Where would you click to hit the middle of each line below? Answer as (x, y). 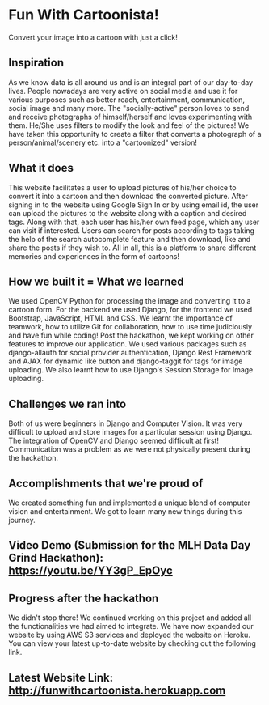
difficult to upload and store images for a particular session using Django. (130, 432)
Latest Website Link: (61, 677)
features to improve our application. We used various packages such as (128, 344)
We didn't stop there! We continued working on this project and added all (130, 618)
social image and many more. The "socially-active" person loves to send (129, 108)
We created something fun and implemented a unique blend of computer (130, 503)
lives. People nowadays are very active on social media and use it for (123, 91)
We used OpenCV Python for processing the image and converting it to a (130, 301)
